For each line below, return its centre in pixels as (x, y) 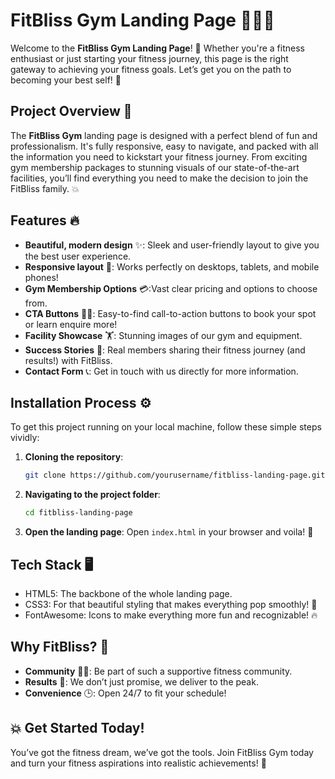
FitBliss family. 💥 (45, 188)
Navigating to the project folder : (92, 495)
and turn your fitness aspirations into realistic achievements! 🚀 (138, 763)
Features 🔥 (45, 220)
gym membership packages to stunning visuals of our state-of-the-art (155, 167)
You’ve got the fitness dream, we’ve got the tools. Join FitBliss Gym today (162, 752)
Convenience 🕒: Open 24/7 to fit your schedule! (125, 693)
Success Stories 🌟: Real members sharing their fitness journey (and (165, 350)
